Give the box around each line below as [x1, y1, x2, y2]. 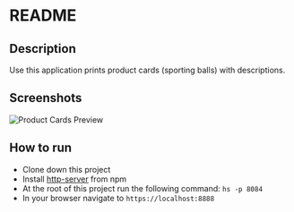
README [9, 5, 77, 26]
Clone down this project [22, 164, 111, 174]
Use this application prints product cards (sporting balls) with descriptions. [9, 64, 286, 75]
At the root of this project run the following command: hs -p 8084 [22, 182, 263, 193]
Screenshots [9, 90, 82, 106]
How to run [9, 140, 73, 156]
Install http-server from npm [22, 174, 127, 184]
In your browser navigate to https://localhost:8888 [22, 192, 215, 203]
